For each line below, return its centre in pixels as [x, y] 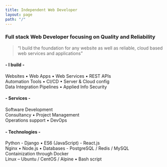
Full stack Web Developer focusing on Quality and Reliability [80, 37]
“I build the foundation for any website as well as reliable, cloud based [90, 48]
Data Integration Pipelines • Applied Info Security [56, 87]
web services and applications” [50, 53]
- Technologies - [23, 132]
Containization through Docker [37, 154]
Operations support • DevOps [36, 120]
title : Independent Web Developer [41, 10]
